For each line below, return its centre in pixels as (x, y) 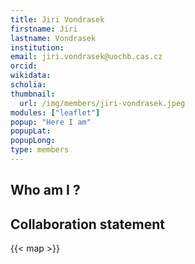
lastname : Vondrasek (53, 38)
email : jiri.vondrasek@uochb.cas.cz (86, 57)
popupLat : (31, 131)
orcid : (24, 66)
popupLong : (33, 141)
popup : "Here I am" (51, 122)
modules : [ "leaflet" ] (55, 112)
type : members (40, 150)
